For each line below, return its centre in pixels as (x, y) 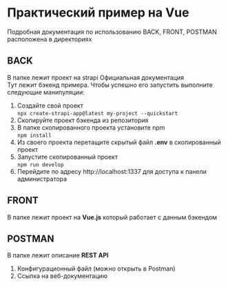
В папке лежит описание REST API (58, 255)
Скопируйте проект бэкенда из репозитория (83, 120)
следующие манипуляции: (46, 92)
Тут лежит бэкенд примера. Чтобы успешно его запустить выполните (110, 85)
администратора (42, 179)
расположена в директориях (50, 39)
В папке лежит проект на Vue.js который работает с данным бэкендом (112, 217)
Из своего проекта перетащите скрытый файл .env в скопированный (119, 142)
